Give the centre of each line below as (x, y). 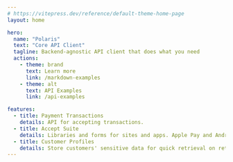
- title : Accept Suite (46, 129)
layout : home (26, 20)
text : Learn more (51, 71)
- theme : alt (38, 84)
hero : (15, 33)
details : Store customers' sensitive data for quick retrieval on (118, 148)
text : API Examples (53, 91)
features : (21, 109)
